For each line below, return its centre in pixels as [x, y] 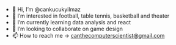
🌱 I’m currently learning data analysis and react [71, 22]
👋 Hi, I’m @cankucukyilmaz [46, 9]
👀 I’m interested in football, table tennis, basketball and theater [91, 16]
